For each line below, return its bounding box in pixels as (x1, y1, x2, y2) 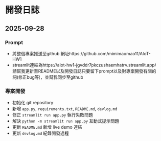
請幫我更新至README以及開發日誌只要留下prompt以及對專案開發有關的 (12, 68, 157, 74)
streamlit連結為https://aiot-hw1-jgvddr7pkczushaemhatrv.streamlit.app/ (12, 62, 157, 68)
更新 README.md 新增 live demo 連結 (12, 124, 82, 130)
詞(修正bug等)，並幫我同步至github (12, 74, 84, 80)
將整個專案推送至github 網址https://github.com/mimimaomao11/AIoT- (12, 50, 151, 56)
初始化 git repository (12, 100, 54, 106)
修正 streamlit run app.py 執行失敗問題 (12, 112, 93, 118)
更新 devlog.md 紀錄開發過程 (12, 130, 69, 136)
